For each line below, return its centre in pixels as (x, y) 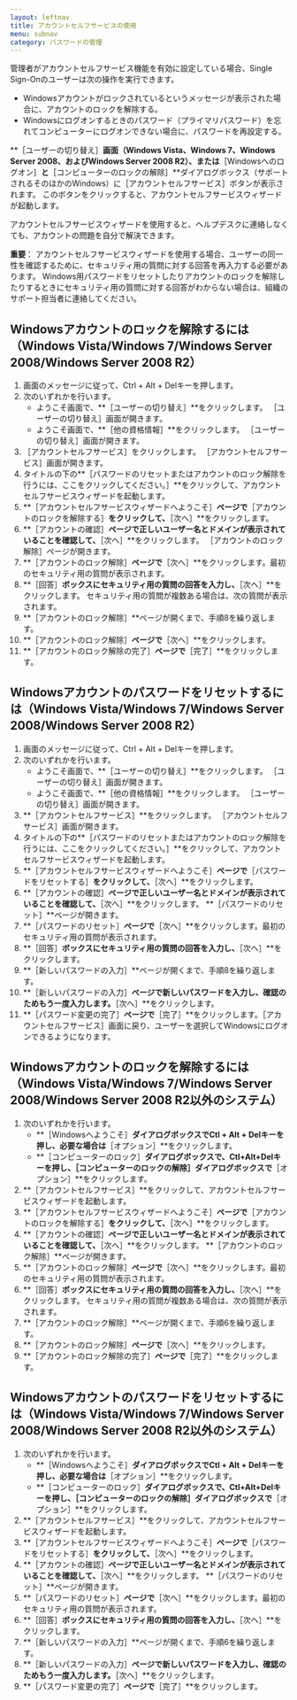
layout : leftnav (40, 17)
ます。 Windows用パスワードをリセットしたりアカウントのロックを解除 (147, 276)
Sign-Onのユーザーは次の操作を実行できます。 (95, 80)
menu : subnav (34, 34)
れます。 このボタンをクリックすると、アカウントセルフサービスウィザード (146, 195)
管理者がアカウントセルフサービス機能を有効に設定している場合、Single (141, 68)
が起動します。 (37, 205)
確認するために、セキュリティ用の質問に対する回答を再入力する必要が (153, 266)
